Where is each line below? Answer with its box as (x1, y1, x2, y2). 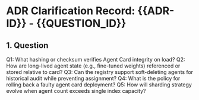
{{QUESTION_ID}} (36, 17, 127, 30)
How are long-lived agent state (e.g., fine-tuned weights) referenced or (6, 62, 181, 69)
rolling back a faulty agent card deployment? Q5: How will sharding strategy (6, 81, 192, 88)
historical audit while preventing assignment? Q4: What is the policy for (6, 75, 181, 82)
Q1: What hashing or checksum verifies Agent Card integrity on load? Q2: (6, 56, 185, 63)
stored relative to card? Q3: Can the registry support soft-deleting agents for (6, 69, 194, 75)
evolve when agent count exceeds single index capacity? (6, 88, 147, 94)
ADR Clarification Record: (6, 4, 135, 18)
